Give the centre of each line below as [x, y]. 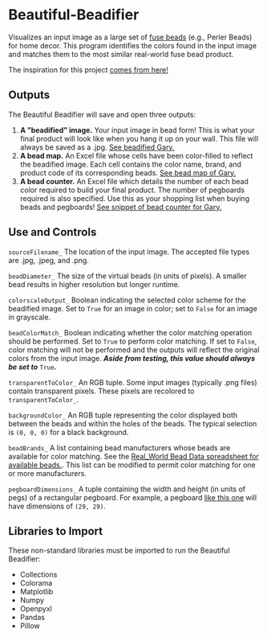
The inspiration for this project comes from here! [88, 69]
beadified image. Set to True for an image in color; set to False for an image [133, 308]
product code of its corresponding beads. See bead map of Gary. [128, 173]
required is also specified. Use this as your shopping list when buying [135, 198]
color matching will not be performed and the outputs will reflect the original [134, 349]
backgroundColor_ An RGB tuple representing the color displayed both [123, 415]
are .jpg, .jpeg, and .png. [49, 260]
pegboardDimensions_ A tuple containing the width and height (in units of [127, 489]
